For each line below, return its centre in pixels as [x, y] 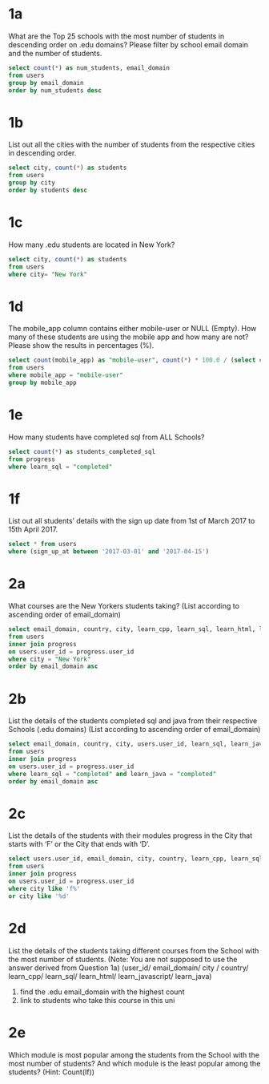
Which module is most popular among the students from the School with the [134, 1054]
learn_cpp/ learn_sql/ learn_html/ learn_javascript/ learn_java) [110, 976]
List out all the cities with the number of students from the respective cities [132, 144]
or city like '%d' [39, 896]
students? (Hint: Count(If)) [51, 1072]
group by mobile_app [43, 382]
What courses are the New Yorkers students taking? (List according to [124, 606]
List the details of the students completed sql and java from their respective [133, 721]
